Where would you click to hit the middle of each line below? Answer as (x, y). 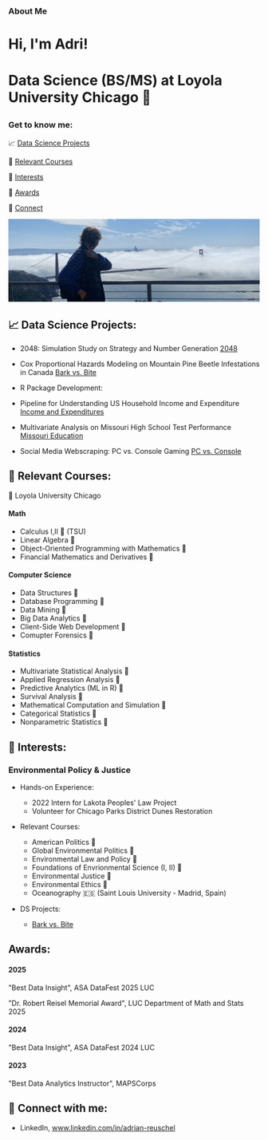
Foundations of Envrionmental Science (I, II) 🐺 (106, 867)
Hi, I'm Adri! (48, 44)
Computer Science (40, 575)
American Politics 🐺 (64, 842)
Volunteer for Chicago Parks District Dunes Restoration (122, 811)
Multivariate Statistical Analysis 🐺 (74, 671)
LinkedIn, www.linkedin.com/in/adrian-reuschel (97, 1127)
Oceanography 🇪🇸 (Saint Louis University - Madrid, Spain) (129, 893)
